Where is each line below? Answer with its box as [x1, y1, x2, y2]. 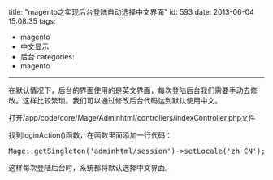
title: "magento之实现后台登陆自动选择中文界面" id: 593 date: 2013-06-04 [8, 7, 254, 16]
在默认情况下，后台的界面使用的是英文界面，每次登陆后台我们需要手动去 [8, 86, 250, 95]
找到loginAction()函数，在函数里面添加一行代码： [8, 130, 173, 140]
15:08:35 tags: [8, 16, 56, 26]
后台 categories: [19, 52, 75, 61]
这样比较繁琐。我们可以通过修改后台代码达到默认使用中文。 [22, 96, 222, 105]
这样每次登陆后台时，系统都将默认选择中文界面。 [8, 163, 172, 173]
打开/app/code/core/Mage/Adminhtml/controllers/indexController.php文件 [8, 113, 256, 122]
